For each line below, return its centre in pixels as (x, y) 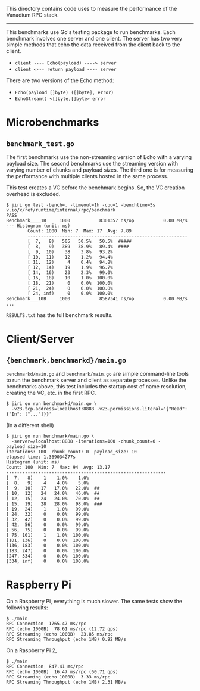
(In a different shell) (30, 425)
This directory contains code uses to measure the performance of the (92, 9)
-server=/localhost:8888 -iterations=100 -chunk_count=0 (84, 441)
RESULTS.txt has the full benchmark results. (60, 315)
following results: (27, 608)
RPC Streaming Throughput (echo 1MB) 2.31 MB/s (66, 682)
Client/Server (40, 339)
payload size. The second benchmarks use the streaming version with (92, 164)
